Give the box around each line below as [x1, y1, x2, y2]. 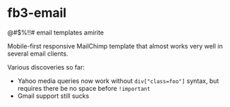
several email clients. [7, 49, 68, 58]
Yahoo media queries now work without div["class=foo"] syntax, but [17, 76, 219, 85]
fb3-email [7, 5, 67, 21]
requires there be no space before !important [17, 84, 150, 92]
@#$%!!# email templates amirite [7, 28, 104, 37]
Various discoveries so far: [7, 63, 85, 71]
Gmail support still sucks [17, 92, 90, 100]
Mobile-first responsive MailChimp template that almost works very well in [7, 42, 224, 50]
